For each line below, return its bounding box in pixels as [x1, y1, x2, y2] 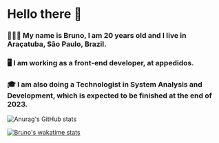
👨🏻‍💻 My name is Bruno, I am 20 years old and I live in [7, 31, 187, 41]
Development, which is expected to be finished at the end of [7, 91, 212, 100]
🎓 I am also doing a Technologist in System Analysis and [7, 79, 203, 89]
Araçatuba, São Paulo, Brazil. [7, 39, 107, 49]
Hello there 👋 [7, 6, 83, 22]
